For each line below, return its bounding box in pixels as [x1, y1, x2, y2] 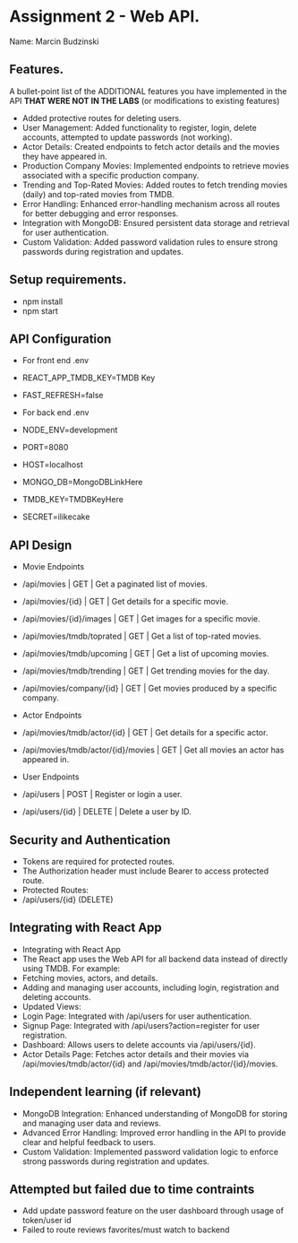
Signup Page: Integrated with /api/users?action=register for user [21, 1020, 260, 1030]
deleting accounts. [21, 991, 91, 1002]
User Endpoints [21, 771, 80, 782]
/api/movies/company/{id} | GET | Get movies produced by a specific [21, 683, 277, 694]
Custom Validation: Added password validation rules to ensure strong [21, 236, 278, 248]
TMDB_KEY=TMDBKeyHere [21, 494, 123, 505]
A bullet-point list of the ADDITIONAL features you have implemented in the [9, 85, 287, 96]
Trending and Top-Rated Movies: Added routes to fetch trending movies [21, 179, 288, 190]
